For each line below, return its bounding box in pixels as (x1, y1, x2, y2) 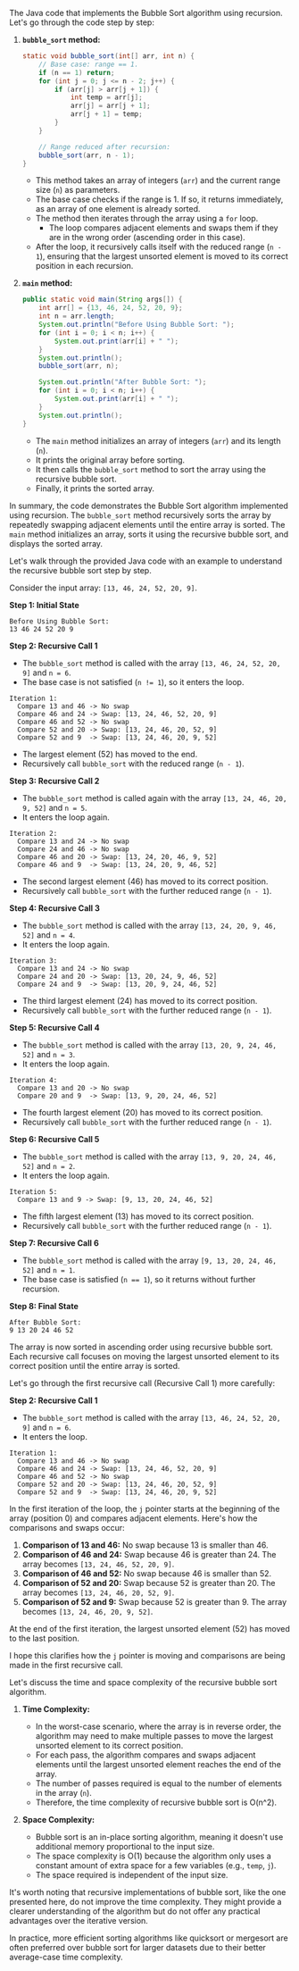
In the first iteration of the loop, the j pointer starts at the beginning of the (9, 1503, 280, 1514)
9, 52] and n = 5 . (21, 802, 87, 813)
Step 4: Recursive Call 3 (9, 902, 100, 914)
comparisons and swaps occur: (9, 1522, 125, 1533)
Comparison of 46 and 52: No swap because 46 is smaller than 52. (21, 1567, 272, 1579)
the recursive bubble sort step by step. (9, 564, 152, 575)
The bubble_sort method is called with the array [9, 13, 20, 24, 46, (21, 1255, 277, 1265)
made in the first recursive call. (9, 1659, 123, 1670)
